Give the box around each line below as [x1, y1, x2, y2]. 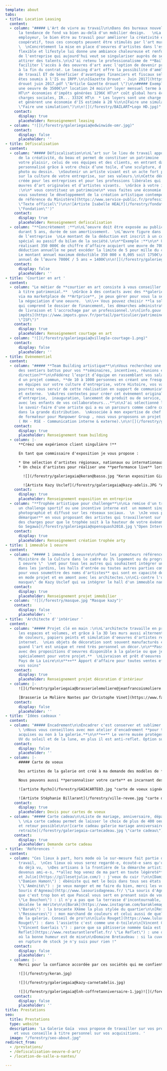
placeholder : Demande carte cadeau [18, 842, 92, 847]
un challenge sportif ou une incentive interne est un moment [18, 505, 153, 510]
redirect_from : [5, 1040, 37, 1045]
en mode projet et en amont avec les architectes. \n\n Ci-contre [18, 575, 155, 580]
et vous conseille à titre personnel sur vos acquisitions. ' [14, 1031, 146, 1036]
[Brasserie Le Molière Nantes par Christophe [18, 695, 114, 700]
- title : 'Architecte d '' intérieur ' [5, 616, 83, 622]
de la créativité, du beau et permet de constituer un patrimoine [18, 155, 159, 160]
